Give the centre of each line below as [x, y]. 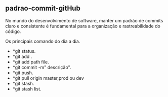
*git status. [24, 51]
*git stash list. [27, 89]
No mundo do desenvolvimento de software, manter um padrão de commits [84, 20]
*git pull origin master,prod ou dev [48, 78]
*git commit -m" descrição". [42, 67]
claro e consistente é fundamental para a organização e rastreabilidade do [83, 26]
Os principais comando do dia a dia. [43, 41]
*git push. [23, 73]
